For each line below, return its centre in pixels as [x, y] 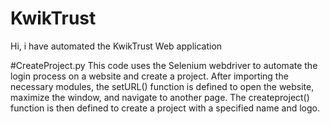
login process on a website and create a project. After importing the [149, 76]
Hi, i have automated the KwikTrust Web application [116, 46]
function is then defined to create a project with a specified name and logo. [165, 108]
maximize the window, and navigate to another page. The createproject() [160, 97]
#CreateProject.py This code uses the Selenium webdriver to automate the [164, 65]
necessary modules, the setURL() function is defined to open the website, [162, 86]
